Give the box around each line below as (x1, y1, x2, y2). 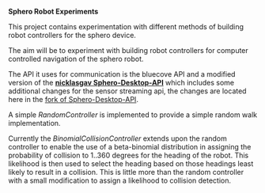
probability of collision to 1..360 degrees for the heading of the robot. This (8, 150, 249, 160)
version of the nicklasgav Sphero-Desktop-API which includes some (8, 78, 235, 87)
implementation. (8, 119, 61, 127)
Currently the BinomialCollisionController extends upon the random (8, 134, 228, 143)
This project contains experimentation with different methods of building (8, 22, 244, 31)
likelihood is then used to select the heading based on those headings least (8, 159, 254, 168)
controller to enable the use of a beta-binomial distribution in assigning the (8, 142, 252, 151)
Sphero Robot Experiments (8, 7, 99, 16)
